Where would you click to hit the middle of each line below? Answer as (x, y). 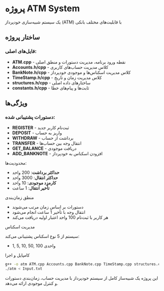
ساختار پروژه (22, 37)
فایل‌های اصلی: (21, 51)
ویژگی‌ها (16, 103)
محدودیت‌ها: (16, 163)
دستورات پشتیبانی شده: (30, 117)
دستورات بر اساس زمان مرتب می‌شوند (48, 207)
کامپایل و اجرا (18, 255)
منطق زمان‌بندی (20, 198)
